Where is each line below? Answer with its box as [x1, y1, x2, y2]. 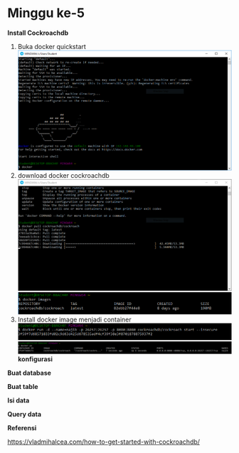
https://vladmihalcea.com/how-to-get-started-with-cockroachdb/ [7, 437, 201, 446]
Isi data [7, 396, 30, 405]
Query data [7, 410, 41, 418]
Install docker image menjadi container [17, 315, 132, 324]
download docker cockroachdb [17, 171, 110, 180]
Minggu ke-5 [7, 5, 85, 21]
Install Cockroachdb [7, 28, 69, 37]
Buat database [7, 368, 52, 377]
